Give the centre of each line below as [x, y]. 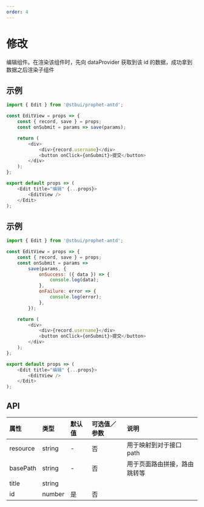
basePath [23, 468]
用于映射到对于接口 [154, 445]
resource [22, 448]
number [53, 494]
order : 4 [17, 12]
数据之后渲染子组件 [30, 69]
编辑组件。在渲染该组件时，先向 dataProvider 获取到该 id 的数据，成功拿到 [100, 62]
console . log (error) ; [76, 297]
